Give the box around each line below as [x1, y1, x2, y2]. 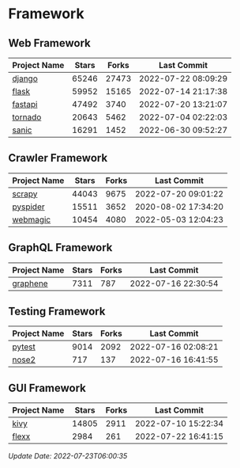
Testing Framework [8, 305, 106, 318]
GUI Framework [8, 381, 87, 394]
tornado [12, 112, 42, 123]
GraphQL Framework [8, 241, 113, 254]
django [12, 73, 38, 84]
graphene [12, 278, 49, 289]
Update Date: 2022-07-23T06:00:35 [8, 451, 128, 461]
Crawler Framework [8, 151, 108, 165]
